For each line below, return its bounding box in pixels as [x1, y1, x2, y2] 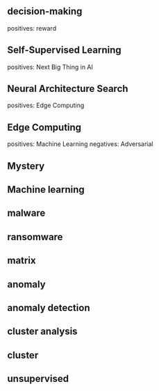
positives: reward [7, 24, 57, 32]
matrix [7, 255, 36, 266]
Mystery [7, 160, 45, 172]
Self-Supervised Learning [7, 45, 122, 56]
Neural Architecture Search [7, 83, 128, 95]
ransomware [7, 231, 63, 243]
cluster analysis [7, 326, 78, 337]
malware [7, 207, 46, 219]
